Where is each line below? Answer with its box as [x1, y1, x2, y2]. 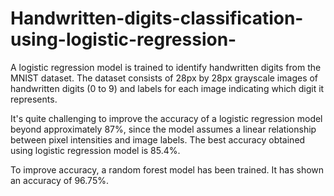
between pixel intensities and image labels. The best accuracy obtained [10, 133, 306, 146]
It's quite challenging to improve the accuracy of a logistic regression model [10, 112, 323, 124]
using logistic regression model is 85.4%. [10, 144, 181, 156]
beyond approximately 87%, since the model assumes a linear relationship [10, 123, 317, 135]
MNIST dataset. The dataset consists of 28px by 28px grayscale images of [10, 72, 319, 84]
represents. [10, 93, 58, 105]
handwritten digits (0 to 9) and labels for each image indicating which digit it [10, 82, 325, 94]
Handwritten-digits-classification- [10, 7, 304, 30]
